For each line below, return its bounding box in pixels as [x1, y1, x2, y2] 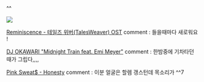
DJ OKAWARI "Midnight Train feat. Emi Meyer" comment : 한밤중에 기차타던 [6, 48, 194, 56]
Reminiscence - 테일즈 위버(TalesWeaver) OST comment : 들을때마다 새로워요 [6, 29, 198, 36]
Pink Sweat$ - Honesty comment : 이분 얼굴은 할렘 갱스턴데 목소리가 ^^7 [6, 69, 184, 76]
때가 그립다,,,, [6, 56, 39, 63]
